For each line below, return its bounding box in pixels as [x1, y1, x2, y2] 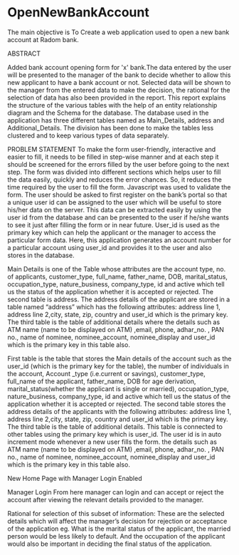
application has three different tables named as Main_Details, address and [7, 115, 225, 125]
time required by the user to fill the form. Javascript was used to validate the [7, 182, 231, 191]
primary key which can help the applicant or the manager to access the [7, 228, 216, 237]
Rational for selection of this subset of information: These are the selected [7, 509, 225, 517]
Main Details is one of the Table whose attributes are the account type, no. [7, 264, 226, 273]
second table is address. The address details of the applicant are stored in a [7, 295, 230, 304]
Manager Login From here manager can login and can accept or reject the [7, 487, 224, 496]
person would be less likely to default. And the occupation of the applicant [7, 531, 225, 540]
